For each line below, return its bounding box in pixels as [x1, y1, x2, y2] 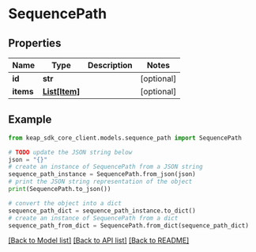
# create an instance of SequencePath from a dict [8, 214, 179, 222]
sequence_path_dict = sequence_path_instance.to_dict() [8, 207, 196, 215]
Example [8, 113, 52, 127]
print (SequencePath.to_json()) [8, 185, 111, 193]
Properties [8, 36, 62, 50]
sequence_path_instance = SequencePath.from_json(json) [8, 170, 196, 178]
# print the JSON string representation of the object [8, 178, 193, 186]
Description [87, 60, 133, 71]
